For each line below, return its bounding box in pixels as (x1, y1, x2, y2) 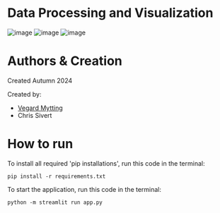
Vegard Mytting (17, 104, 64, 112)
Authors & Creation (7, 53, 122, 69)
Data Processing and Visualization (7, 5, 214, 21)
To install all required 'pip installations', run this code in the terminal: (7, 159, 205, 167)
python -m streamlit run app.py (7, 199, 103, 206)
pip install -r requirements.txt (7, 173, 106, 180)
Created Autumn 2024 (7, 76, 73, 85)
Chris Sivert (17, 111, 52, 119)
